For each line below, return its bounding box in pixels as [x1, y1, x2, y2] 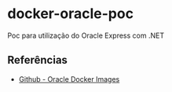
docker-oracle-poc [7, 5, 134, 23]
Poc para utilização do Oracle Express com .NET [7, 31, 165, 40]
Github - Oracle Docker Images [18, 74, 120, 83]
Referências [7, 53, 68, 67]
